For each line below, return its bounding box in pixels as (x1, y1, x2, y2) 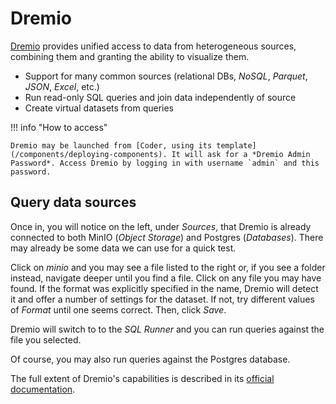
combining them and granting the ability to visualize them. (10, 50, 250, 62)
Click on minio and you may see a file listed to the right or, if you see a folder (10, 261, 326, 273)
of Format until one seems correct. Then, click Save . (10, 303, 227, 316)
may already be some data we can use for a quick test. (10, 242, 237, 254)
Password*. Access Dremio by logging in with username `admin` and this (10, 158, 320, 168)
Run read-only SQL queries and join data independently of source (24, 91, 297, 103)
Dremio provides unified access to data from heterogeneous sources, (10, 40, 297, 52)
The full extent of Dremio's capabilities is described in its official (10, 372, 275, 384)
